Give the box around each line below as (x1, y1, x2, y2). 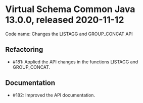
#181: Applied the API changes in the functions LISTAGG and (12, 59, 138, 65)
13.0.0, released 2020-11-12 (5, 14, 124, 26)
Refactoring (5, 45, 43, 54)
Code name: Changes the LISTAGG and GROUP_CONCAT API (5, 31, 133, 37)
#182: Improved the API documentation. (12, 92, 95, 98)
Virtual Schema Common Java (5, 4, 135, 15)
